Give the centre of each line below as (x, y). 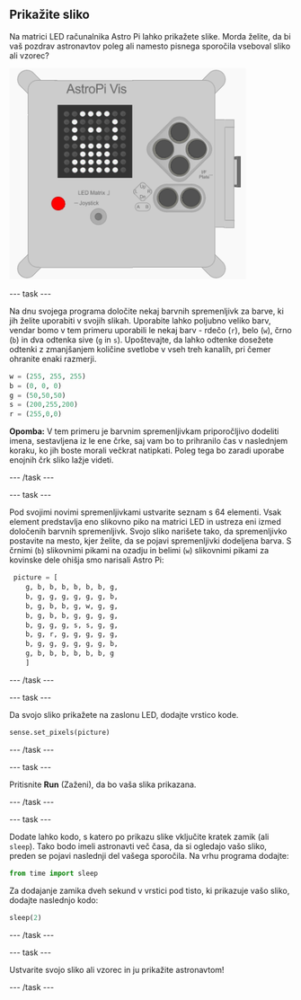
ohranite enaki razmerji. (53, 358)
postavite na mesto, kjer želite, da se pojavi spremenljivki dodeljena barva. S (150, 541)
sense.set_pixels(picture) (60, 732)
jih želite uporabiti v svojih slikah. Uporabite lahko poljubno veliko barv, (140, 320)
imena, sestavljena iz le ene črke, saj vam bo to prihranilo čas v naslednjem (149, 441)
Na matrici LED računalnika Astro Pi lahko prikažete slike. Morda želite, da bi (150, 36)
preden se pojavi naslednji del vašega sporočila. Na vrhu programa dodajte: (149, 855)
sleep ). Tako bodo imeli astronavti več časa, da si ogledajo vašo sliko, (138, 846)
